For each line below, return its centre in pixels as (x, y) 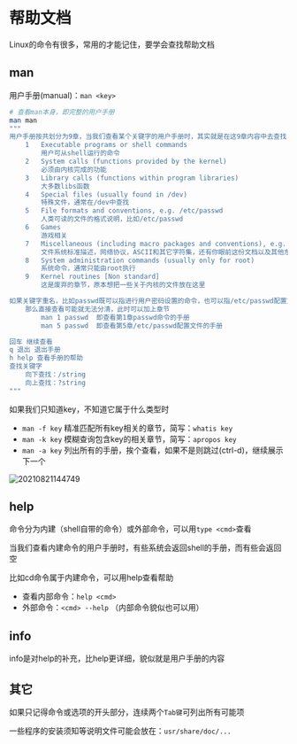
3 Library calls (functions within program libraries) (132, 178)
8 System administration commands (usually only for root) (140, 260)
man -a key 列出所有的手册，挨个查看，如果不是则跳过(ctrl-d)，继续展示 (153, 450)
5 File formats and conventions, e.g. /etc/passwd (124, 211)
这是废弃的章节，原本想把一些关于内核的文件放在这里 (123, 285)
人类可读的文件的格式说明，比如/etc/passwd (112, 219)
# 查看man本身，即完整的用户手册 (62, 112)
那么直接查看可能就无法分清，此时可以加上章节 (98, 309)
